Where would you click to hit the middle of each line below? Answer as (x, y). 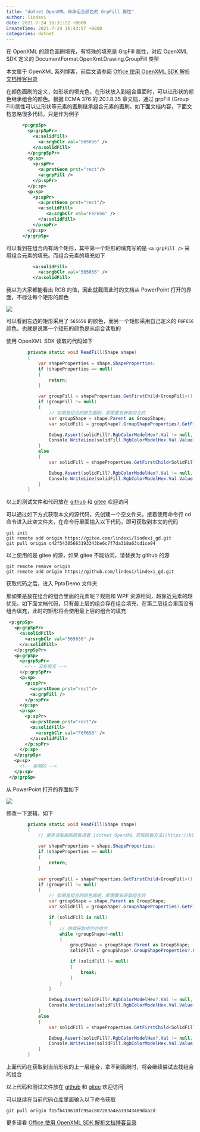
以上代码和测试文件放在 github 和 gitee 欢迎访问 (65, 1087)
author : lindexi (26, 17)
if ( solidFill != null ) (99, 961)
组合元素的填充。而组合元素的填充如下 (58, 255)
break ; (89, 972)
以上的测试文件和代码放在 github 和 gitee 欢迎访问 (68, 502)
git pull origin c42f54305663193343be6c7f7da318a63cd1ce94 (81, 544)
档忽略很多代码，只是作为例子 (43, 114)
